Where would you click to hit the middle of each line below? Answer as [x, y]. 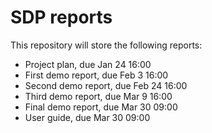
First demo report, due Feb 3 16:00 [96, 75]
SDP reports [61, 17]
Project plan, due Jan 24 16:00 [88, 64]
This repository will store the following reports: [106, 45]
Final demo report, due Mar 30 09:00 [101, 107]
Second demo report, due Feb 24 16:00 [106, 85]
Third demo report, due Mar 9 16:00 [98, 96]
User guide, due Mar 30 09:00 [87, 117]
